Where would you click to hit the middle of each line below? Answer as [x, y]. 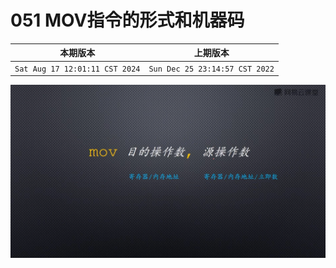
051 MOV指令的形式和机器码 [127, 20]
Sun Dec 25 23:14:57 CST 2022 [211, 69]
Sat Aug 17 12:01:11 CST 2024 [77, 69]
